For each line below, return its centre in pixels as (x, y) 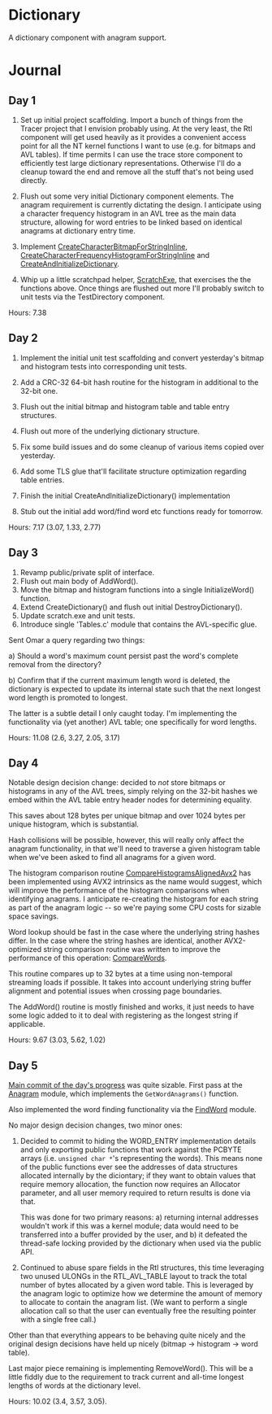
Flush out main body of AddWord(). (79, 581)
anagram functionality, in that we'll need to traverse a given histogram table (135, 849)
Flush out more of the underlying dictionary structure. (110, 431)
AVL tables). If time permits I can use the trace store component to (132, 154)
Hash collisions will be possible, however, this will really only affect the (127, 840)
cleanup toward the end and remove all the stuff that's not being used (137, 172)
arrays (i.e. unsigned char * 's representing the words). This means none (141, 1159)
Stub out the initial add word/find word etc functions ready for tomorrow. (142, 511)
